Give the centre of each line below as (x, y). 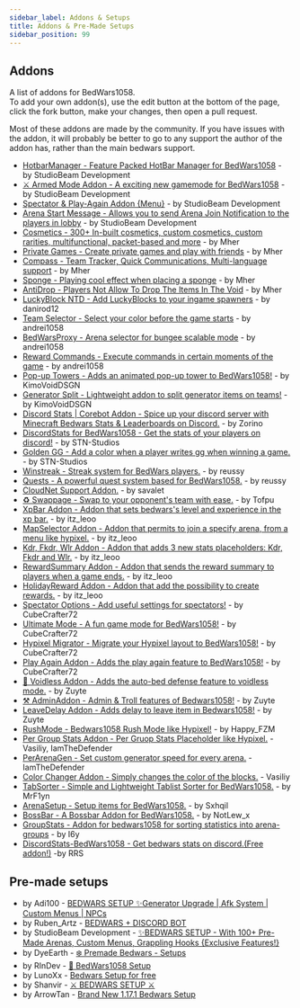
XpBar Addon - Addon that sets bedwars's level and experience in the (151, 510)
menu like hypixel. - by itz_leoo (79, 538)
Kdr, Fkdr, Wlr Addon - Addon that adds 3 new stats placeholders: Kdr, (152, 548)
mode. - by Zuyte (54, 691)
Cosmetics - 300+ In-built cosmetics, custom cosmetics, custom (142, 232)
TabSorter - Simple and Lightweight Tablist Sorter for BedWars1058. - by (157, 787)
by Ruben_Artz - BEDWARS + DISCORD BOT (104, 923)
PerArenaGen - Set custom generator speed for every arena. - (137, 758)
